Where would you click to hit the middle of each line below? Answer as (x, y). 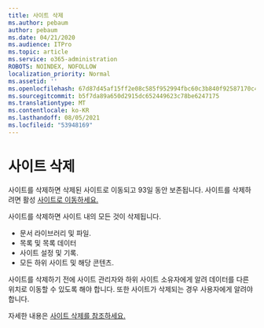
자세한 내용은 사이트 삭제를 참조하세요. (67, 315)
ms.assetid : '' (33, 81)
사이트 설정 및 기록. (49, 252)
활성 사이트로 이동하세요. (60, 199)
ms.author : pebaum (38, 23)
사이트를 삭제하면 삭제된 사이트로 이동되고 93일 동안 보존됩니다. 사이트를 (119, 190)
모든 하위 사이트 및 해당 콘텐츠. (66, 262)
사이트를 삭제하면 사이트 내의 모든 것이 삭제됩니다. (85, 216)
